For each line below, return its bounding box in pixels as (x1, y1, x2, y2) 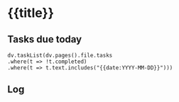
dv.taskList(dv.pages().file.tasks (7, 52, 113, 59)
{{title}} (7, 5, 55, 21)
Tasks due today (7, 33, 82, 45)
